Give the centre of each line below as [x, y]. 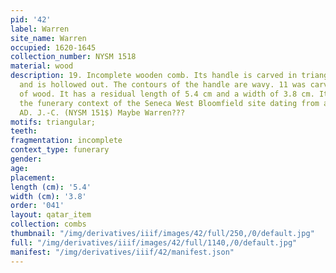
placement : [33, 177]
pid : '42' [31, 19]
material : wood [42, 66]
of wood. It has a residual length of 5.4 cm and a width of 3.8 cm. [167, 94]
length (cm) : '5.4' [51, 187]
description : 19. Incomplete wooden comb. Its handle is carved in [154, 76]
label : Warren [40, 29]
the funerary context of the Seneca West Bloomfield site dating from [169, 103]
